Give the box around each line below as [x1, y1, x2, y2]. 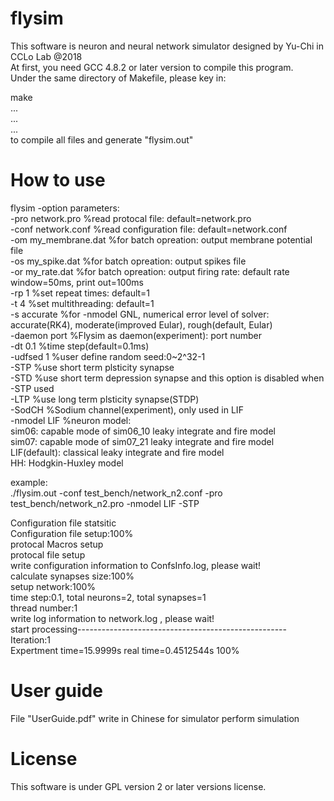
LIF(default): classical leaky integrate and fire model [10, 446, 225, 458]
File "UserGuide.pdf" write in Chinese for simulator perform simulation [10, 712, 300, 724]
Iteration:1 [10, 633, 52, 646]
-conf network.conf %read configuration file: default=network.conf [10, 223, 288, 235]
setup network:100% [10, 580, 97, 592]
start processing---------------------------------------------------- [10, 623, 287, 635]
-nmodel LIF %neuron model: [10, 414, 132, 426]
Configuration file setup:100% [10, 527, 134, 539]
